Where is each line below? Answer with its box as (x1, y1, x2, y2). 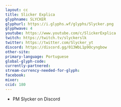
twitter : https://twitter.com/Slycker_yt (5, 40, 94, 45)
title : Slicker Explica (5, 12, 55, 17)
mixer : (5, 77, 19, 82)
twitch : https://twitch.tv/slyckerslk (5, 36, 87, 41)
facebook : (5, 73, 26, 78)
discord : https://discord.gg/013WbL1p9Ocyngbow (5, 45, 107, 50)
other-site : (5, 49, 30, 54)
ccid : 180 (5, 82, 26, 87)
